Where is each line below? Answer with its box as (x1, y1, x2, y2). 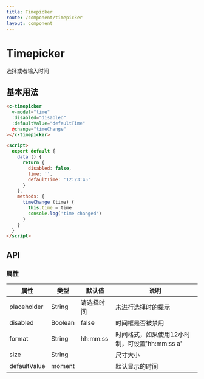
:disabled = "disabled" (12, 114, 67, 120)
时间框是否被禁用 (115, 319, 165, 327)
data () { (17, 154, 42, 160)
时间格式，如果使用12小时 (115, 330, 191, 338)
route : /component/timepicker (6, 15, 83, 21)
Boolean (51, 318, 75, 327)
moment (51, 361, 75, 370)
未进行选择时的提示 (115, 302, 171, 311)
